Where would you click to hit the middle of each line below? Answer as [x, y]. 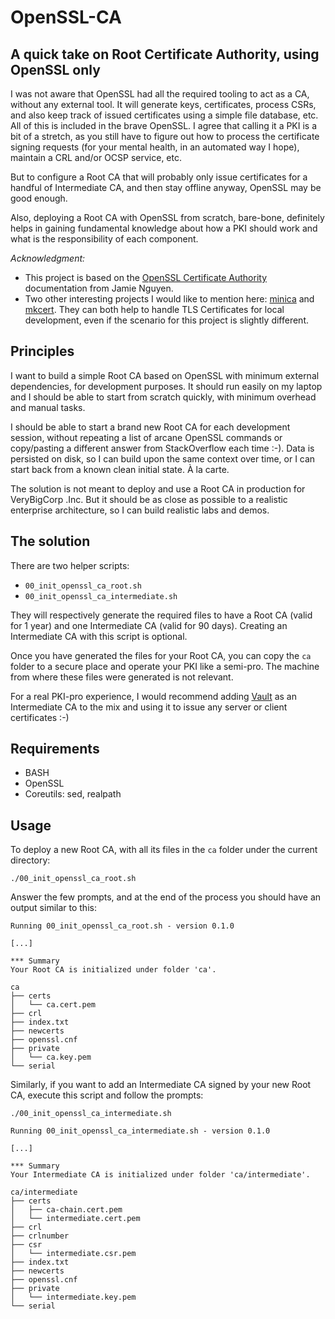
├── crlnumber [40, 1236]
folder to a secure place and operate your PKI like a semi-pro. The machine [165, 666]
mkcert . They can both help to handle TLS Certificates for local [154, 309]
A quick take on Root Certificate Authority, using [165, 54]
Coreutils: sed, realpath [73, 794]
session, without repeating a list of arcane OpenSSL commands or [146, 437]
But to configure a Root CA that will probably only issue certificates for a [159, 177]
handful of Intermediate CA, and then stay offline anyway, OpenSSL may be [166, 187]
